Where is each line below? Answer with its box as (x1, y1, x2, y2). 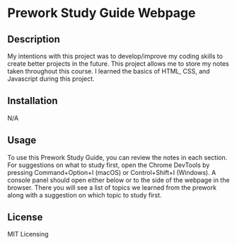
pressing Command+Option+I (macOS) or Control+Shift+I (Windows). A (7, 168, 216, 176)
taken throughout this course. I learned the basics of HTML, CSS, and (7, 67, 210, 75)
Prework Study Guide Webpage (7, 5, 196, 21)
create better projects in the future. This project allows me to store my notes (7, 59, 229, 68)
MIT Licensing (7, 230, 49, 239)
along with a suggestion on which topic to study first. (7, 190, 162, 199)
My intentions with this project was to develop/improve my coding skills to (7, 52, 223, 60)
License (7, 211, 43, 224)
